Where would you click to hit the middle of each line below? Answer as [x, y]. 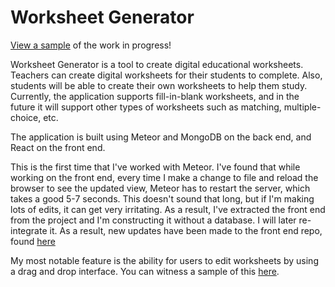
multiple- [302, 107]
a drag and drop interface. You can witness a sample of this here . [145, 271]
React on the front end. [58, 147]
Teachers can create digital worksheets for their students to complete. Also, [166, 75]
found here [33, 241]
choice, [26, 117]
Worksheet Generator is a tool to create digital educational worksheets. [157, 64]
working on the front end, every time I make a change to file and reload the [164, 177]
